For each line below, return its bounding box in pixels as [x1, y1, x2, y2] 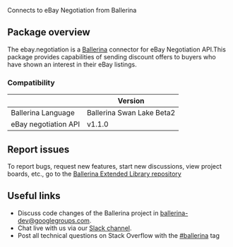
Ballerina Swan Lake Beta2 [87, 108, 176, 118]
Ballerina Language [11, 108, 76, 118]
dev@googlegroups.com [17, 216, 90, 224]
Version [117, 96, 145, 106]
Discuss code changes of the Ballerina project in [17, 208, 159, 217]
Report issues [7, 143, 70, 155]
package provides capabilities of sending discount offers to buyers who [7, 52, 217, 61]
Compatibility [7, 78, 55, 88]
